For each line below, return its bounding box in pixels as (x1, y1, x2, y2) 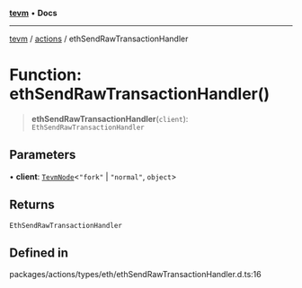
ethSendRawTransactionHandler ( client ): (31, 113, 189, 124)
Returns (9, 197, 56, 213)
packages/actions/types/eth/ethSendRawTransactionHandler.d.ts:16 (9, 269, 262, 280)
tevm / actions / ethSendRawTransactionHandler (9, 33, 189, 44)
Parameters (9, 147, 76, 162)
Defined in (9, 245, 69, 260)
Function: (9, 65, 83, 85)
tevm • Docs (9, 8, 58, 18)
